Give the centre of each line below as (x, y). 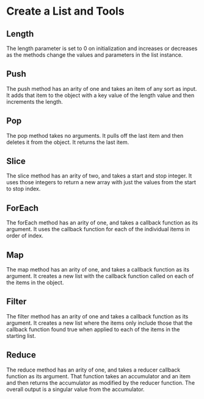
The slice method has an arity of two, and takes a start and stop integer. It (99, 176)
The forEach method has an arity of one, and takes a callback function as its (102, 223)
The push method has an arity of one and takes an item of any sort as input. (102, 88)
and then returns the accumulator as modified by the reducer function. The (101, 383)
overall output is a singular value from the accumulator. (75, 389)
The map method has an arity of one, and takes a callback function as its (98, 270)
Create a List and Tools (65, 11)
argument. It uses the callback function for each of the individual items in (98, 229)
